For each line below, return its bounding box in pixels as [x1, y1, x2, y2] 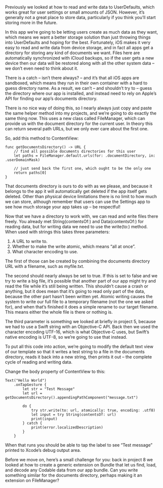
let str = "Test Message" [22, 386, 75, 391]
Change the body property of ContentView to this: [5, 368, 106, 374]
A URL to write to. [12, 239, 48, 244]
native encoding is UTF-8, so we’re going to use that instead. [5, 334, 127, 340]
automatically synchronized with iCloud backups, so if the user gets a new [5, 55, 154, 61]
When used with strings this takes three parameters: [5, 229, 110, 235]
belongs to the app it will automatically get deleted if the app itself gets [5, 188, 147, 194]
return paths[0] [14, 170, 47, 175]
